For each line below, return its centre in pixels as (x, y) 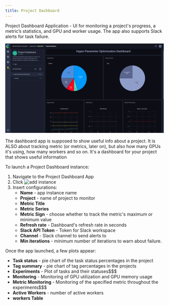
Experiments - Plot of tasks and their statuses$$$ (65, 271)
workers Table (28, 298)
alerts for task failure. (27, 36)
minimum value (36, 220)
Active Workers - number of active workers (58, 293)
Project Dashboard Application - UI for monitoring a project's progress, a (80, 26)
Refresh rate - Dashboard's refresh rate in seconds (73, 225)
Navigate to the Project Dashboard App (53, 177)
